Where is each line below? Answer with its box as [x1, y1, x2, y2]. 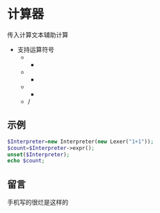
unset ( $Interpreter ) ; [7, 151, 70, 158]
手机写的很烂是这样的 [7, 198, 68, 207]
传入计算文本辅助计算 [7, 31, 68, 39]
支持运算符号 [17, 45, 54, 53]
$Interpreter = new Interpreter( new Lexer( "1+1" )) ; [7, 138, 154, 145]
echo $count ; [7, 157, 45, 164]
